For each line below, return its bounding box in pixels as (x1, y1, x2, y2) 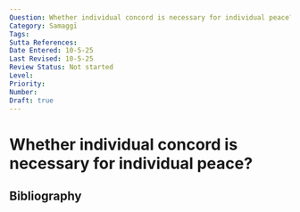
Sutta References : (9, 37, 78, 47)
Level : (9, 71, 34, 80)
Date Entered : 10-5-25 (9, 46, 94, 55)
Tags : (9, 29, 29, 38)
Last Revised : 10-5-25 (9, 54, 94, 63)
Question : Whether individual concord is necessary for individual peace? (9, 12, 294, 22)
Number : (9, 87, 38, 96)
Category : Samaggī (9, 21, 78, 30)
